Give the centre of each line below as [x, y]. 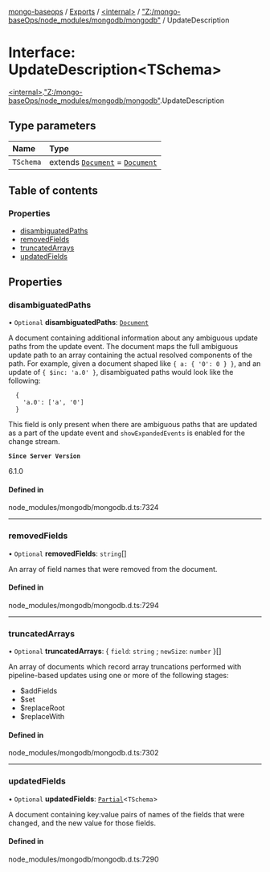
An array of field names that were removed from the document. [113, 569]
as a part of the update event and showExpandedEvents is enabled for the [127, 433]
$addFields [39, 691]
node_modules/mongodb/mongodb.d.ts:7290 [84, 859]
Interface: [42, 53]
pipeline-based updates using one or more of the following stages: [119, 676]
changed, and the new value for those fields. [82, 823]
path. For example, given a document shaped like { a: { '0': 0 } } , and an [135, 364]
